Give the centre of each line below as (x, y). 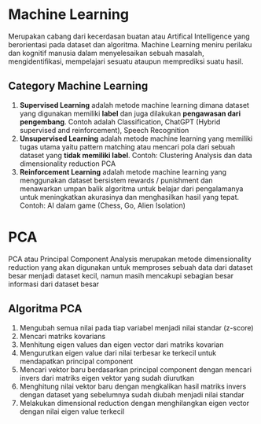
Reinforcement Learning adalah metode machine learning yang (123, 171)
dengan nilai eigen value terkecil (72, 411)
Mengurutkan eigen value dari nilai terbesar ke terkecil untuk (118, 352)
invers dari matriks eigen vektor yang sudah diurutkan (107, 378)
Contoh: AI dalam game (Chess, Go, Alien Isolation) (103, 205)
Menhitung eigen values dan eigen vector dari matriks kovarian (121, 345)
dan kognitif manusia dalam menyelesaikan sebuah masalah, (106, 53)
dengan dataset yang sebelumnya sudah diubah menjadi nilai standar (132, 394)
